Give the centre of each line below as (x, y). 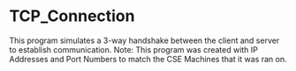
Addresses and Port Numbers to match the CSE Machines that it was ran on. (148, 59)
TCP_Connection (72, 16)
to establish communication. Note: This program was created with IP (134, 49)
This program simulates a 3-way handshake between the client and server (144, 40)
